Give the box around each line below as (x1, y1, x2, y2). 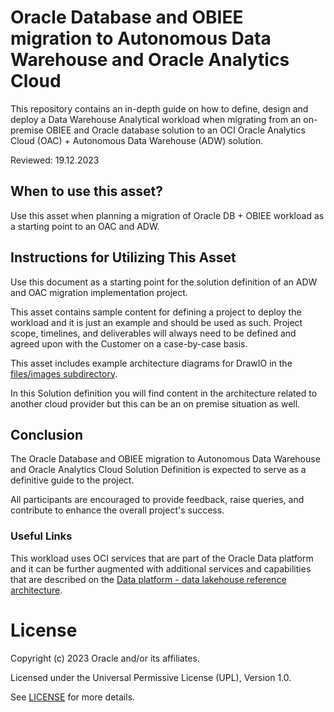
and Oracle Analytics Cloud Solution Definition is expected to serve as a (10, 464, 307, 476)
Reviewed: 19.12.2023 (10, 154, 100, 166)
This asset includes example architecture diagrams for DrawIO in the (10, 357, 293, 369)
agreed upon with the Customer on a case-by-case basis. (10, 337, 248, 350)
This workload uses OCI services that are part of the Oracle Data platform (10, 552, 314, 564)
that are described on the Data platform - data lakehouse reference (10, 573, 287, 585)
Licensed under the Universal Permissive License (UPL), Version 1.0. (10, 671, 292, 683)
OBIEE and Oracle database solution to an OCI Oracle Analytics (45, 124, 306, 136)
